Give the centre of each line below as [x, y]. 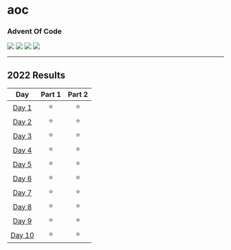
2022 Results [36, 75]
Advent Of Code [34, 32]
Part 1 [51, 95]
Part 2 [78, 95]
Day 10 [22, 235]
